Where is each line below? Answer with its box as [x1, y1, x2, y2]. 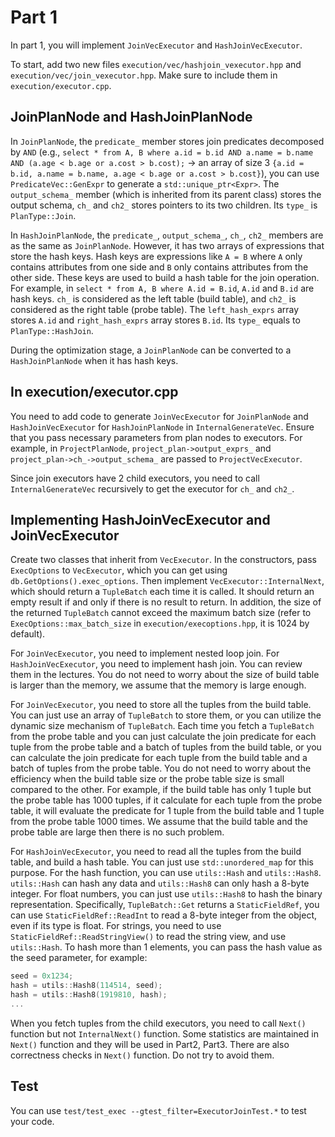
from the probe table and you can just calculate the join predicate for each [10, 731, 317, 743]
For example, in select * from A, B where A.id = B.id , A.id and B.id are [10, 282, 315, 294]
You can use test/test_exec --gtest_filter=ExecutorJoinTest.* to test [10, 1104, 307, 1116]
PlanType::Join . [10, 209, 77, 221]
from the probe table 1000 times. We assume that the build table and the [10, 816, 308, 828]
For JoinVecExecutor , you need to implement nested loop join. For [10, 647, 280, 660]
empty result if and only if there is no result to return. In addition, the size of [10, 596, 322, 608]
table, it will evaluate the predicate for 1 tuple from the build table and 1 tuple [10, 805, 325, 817]
